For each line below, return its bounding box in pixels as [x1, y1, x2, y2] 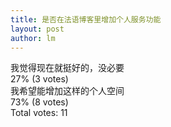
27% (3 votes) [10, 73, 69, 85]
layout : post [10, 24, 65, 34]
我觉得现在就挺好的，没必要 [10, 62, 125, 74]
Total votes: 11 [10, 107, 68, 119]
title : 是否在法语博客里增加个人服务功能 [10, 14, 162, 25]
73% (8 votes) [10, 96, 69, 108]
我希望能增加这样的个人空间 [10, 85, 125, 97]
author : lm [10, 33, 56, 43]
